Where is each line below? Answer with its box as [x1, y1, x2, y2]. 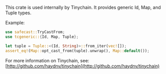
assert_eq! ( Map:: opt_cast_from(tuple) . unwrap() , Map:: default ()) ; [5, 48, 150, 53]
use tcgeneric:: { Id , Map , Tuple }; [5, 34, 79, 39]
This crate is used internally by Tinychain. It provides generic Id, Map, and [5, 5, 161, 10]
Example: [5, 20, 25, 26]
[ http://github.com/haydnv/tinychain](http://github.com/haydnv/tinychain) [5, 63, 160, 69]
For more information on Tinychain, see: [5, 57, 89, 63]
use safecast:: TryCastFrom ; [5, 30, 65, 35]
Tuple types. [5, 10, 32, 16]
